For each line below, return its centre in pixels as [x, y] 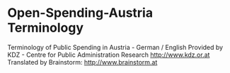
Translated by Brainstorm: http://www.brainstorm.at [82, 62]
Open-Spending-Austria [80, 13]
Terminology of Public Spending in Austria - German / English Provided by [115, 47]
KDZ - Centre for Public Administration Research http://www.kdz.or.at [109, 55]
